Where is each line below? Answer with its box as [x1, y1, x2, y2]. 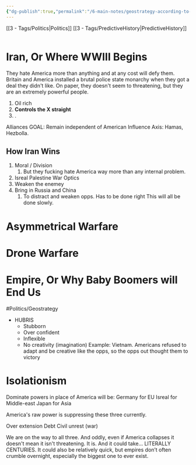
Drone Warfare [6, 246, 79, 260]
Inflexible [23, 335, 45, 342]
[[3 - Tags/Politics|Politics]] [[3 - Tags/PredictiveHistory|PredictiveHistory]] [6, 25, 187, 32]
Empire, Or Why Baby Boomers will [6, 273, 178, 287]
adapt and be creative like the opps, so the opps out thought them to [23, 347, 188, 354]
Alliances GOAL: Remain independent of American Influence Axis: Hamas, [6, 123, 184, 130]
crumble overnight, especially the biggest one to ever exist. [6, 452, 149, 459]
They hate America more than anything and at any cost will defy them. [6, 70, 175, 77]
